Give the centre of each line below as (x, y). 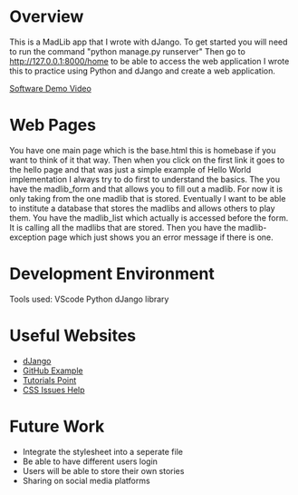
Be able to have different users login (90, 461)
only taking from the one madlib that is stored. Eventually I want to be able (148, 198)
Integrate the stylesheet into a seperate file (103, 451)
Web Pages (53, 125)
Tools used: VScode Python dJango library (89, 299)
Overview (47, 17)
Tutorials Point (49, 380)
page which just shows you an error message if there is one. (161, 237)
